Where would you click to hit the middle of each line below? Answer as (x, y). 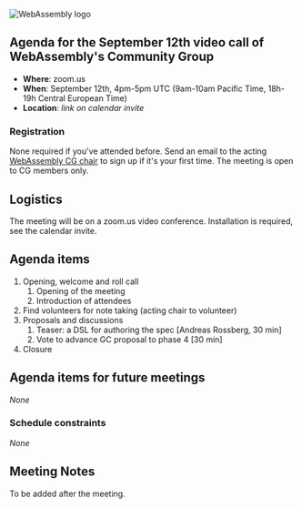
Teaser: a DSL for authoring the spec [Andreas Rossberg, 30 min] (159, 330)
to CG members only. (49, 171)
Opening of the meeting (81, 290)
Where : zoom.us (54, 78)
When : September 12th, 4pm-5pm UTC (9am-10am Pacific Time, (144, 88)
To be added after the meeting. (67, 493)
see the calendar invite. (53, 230)
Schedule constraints (58, 423)
